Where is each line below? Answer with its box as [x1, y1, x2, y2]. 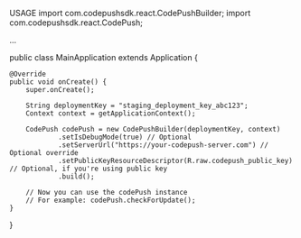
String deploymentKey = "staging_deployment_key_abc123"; [25, 101, 249, 110]
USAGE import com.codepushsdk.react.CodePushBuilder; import [9, 8, 251, 18]
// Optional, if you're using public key [9, 164, 168, 173]
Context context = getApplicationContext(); [25, 109, 196, 118]
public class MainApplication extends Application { [9, 52, 199, 62]
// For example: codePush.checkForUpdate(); [25, 196, 196, 205]
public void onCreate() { [9, 78, 107, 87]
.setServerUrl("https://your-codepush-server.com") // [57, 141, 269, 150]
